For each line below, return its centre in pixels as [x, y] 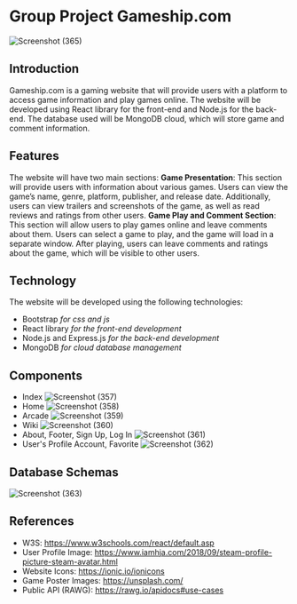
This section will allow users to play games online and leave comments [138, 225]
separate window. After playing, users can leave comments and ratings [139, 243]
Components [46, 375]
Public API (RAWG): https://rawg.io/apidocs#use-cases [123, 590]
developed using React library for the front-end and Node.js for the [132, 109]
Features [34, 156]
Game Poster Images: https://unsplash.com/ [102, 580]
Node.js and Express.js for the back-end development [121, 338]
